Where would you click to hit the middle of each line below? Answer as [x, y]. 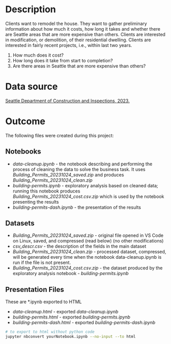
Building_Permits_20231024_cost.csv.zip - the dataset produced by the [88, 268]
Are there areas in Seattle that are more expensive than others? [79, 66]
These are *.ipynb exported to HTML [44, 302]
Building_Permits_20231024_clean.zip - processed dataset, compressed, [89, 252]
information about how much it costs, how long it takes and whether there [83, 29]
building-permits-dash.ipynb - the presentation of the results [77, 207]
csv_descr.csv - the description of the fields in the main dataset [79, 247]
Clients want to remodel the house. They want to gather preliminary [76, 23]
